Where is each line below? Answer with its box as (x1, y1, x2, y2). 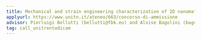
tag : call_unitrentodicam (6, 25, 71, 31)
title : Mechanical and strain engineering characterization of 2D (6, 8, 175, 15)
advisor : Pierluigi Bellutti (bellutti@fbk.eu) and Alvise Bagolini (6, 19, 181, 25)
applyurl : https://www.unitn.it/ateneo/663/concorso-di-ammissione (6, 14, 178, 20)
